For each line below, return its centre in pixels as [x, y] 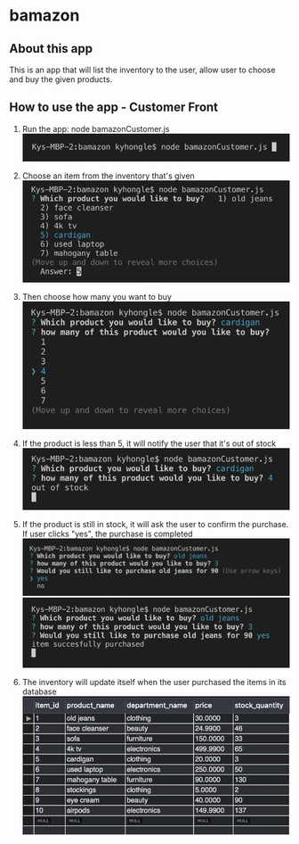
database [39, 691]
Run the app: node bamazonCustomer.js [96, 128]
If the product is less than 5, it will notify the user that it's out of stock [149, 443]
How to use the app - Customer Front [114, 108]
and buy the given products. [61, 79]
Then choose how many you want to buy [97, 297]
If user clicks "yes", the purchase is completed [107, 534]
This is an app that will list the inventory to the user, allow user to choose [142, 70]
